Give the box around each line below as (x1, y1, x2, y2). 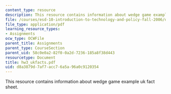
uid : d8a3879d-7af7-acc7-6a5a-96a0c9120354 (5, 64, 99, 69)
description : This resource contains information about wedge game (5, 12, 152, 17)
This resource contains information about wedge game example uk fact (5, 79, 155, 85)
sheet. (5, 84, 19, 90)
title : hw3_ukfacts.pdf (5, 60, 56, 65)
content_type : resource (5, 7, 56, 13)
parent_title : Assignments (5, 41, 63, 46)
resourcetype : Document (5, 55, 56, 60)
